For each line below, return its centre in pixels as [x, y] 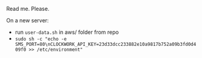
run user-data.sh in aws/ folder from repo [67, 32]
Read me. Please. [28, 9]
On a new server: [28, 20]
